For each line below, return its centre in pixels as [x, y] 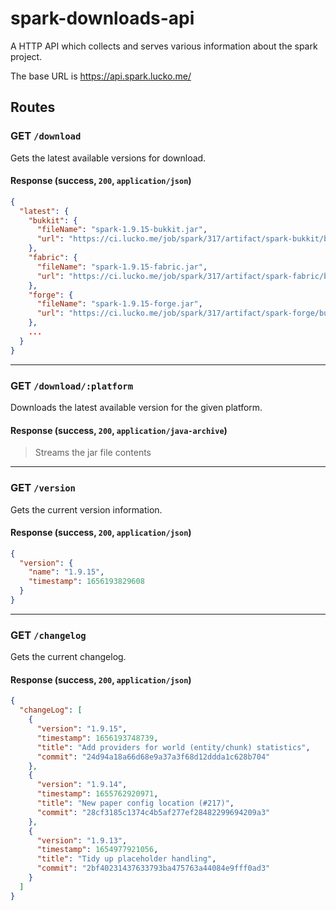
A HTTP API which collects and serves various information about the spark [164, 46]
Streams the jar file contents [93, 453]
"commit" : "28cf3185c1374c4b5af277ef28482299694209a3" [153, 812]
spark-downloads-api [102, 18]
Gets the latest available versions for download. [108, 158]
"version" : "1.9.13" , [82, 840]
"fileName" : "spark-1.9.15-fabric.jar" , [122, 267]
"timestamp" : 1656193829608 [86, 582]
